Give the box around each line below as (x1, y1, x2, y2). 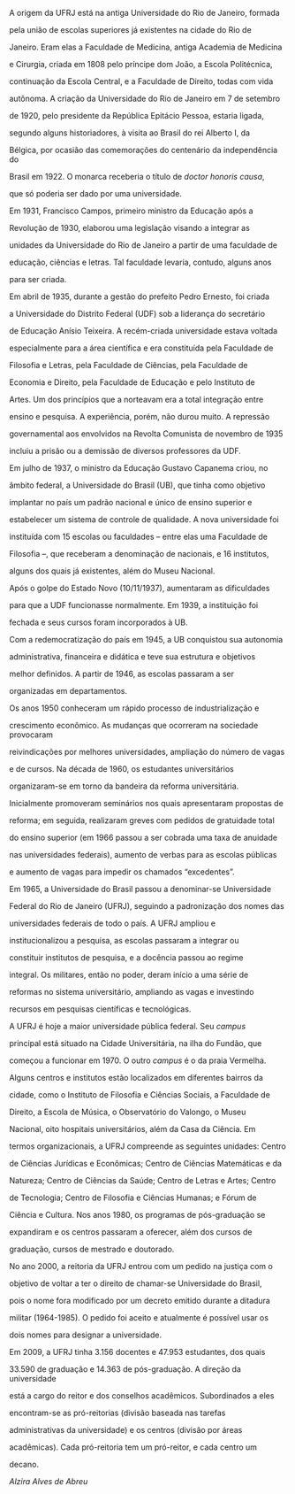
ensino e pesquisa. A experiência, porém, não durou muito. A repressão (9, 412, 270, 421)
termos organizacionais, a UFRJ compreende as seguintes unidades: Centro (9, 1141, 287, 1151)
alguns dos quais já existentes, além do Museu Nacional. (9, 566, 216, 576)
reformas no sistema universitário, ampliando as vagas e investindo (9, 987, 254, 997)
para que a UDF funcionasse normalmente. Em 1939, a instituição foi (9, 600, 259, 610)
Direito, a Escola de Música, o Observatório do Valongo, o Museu (9, 1106, 246, 1117)
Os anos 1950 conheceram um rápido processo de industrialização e (9, 703, 260, 713)
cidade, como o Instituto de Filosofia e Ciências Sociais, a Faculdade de (9, 1090, 271, 1100)
